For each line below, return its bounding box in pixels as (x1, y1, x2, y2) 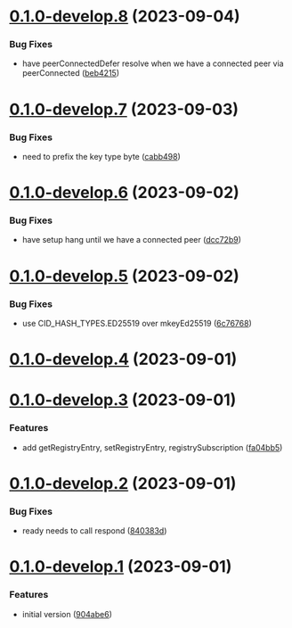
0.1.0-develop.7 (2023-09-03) (9, 99, 239, 120)
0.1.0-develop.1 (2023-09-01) (9, 557, 232, 577)
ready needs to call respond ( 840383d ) (21, 525, 167, 536)
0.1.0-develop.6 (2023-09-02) (9, 183, 240, 202)
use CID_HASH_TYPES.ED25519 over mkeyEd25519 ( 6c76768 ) (21, 318, 252, 328)
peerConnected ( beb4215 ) (21, 68, 120, 78)
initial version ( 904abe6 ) (21, 608, 113, 619)
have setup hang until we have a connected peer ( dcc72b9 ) (21, 235, 242, 245)
